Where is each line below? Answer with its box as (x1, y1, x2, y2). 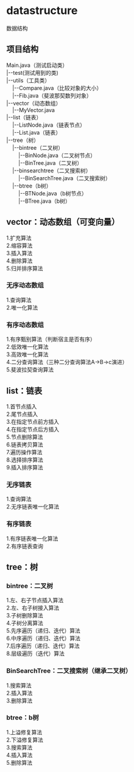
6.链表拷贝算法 (6, 441, 44, 448)
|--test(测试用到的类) (6, 69, 59, 76)
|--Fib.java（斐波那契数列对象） (12, 92, 93, 99)
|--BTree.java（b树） (18, 197, 71, 205)
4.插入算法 (6, 751, 33, 759)
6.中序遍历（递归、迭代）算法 (6, 634, 81, 642)
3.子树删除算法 (6, 612, 44, 619)
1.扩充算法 (6, 234, 32, 241)
